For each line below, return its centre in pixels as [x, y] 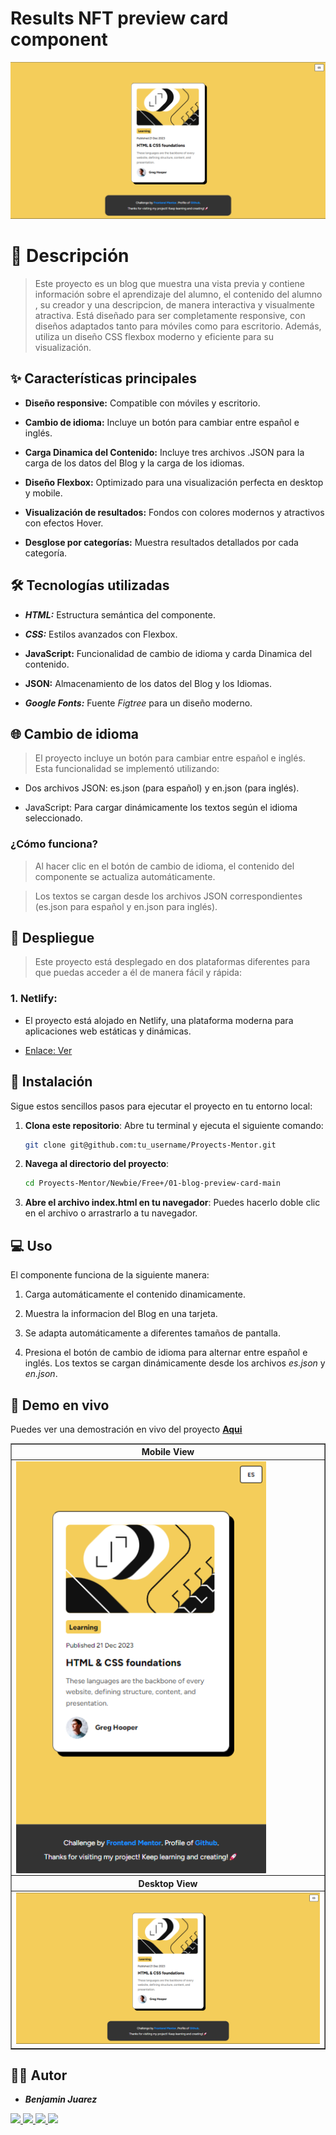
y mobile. [43, 493]
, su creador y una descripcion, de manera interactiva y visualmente [174, 304]
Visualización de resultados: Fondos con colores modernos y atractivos [174, 512]
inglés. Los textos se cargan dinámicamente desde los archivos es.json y [175, 1363]
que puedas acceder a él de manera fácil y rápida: [138, 973]
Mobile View [168, 1452]
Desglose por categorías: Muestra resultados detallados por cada [161, 542]
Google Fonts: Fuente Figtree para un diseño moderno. [138, 703]
